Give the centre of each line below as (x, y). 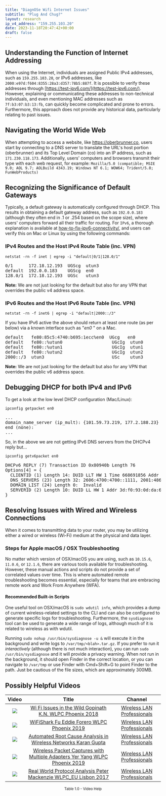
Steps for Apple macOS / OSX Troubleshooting (62, 548)
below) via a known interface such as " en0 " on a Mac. (61, 328)
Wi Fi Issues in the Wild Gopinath (69, 708)
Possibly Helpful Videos (43, 685)
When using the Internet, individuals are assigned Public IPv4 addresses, (79, 72)
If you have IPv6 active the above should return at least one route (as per (79, 323)
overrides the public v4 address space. (45, 290)
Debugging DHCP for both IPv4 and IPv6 (68, 387)
